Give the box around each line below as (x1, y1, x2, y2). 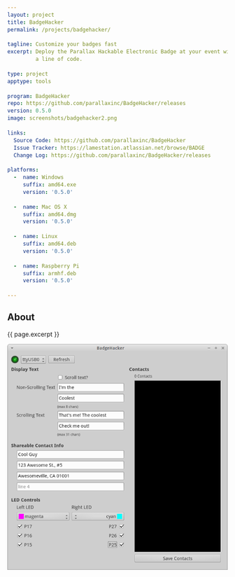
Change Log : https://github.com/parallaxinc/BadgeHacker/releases (13, 151, 211, 159)
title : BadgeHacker (7, 18, 64, 26)
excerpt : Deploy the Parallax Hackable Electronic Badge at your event (7, 48, 220, 55)
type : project (7, 70, 49, 77)
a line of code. (35, 56, 83, 63)
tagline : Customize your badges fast (7, 41, 117, 48)
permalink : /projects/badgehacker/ (7, 26, 111, 33)
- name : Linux (13, 233, 58, 240)
